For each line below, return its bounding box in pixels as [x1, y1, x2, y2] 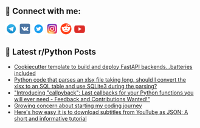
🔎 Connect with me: [5, 6, 81, 16]
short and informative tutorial [13, 115, 87, 122]
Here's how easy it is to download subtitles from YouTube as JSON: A [13, 108, 188, 116]
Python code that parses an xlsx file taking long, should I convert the [13, 76, 186, 83]
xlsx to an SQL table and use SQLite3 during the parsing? [13, 82, 157, 90]
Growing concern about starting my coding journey [13, 102, 142, 109]
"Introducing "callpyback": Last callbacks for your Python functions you [13, 89, 194, 96]
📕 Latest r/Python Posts [5, 47, 97, 57]
